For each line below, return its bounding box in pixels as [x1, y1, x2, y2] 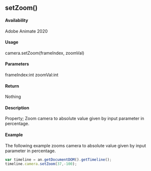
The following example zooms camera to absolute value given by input [5, 142, 146, 148]
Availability [5, 17, 28, 23]
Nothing [5, 94, 21, 100]
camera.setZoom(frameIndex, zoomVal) [5, 50, 84, 56]
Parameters [5, 61, 29, 67]
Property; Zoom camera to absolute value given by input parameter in [5, 116, 145, 122]
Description [5, 105, 30, 110]
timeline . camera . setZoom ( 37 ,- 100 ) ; [5, 162, 77, 167]
